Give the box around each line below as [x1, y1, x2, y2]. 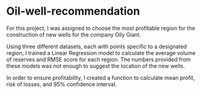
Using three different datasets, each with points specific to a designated [6, 43, 187, 50]
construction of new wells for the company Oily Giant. [6, 31, 141, 38]
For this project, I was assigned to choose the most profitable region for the [6, 24, 196, 32]
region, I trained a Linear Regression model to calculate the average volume [6, 49, 196, 56]
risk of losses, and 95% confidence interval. [6, 81, 117, 88]
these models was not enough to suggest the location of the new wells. [6, 62, 185, 70]
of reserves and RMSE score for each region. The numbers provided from [6, 56, 191, 63]
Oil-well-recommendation [6, 4, 140, 18]
